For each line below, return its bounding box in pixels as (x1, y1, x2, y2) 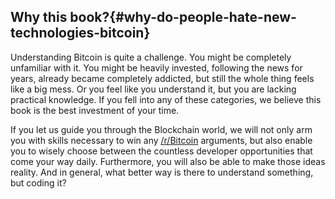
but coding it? (10, 176, 67, 189)
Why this (10, 9, 68, 26)
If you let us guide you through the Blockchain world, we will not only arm (10, 123, 313, 135)
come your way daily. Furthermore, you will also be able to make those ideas (10, 155, 326, 167)
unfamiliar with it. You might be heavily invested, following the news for (10, 61, 303, 74)
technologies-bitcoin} (10, 25, 151, 42)
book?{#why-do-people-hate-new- (69, 9, 297, 26)
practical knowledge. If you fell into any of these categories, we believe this (10, 93, 322, 105)
